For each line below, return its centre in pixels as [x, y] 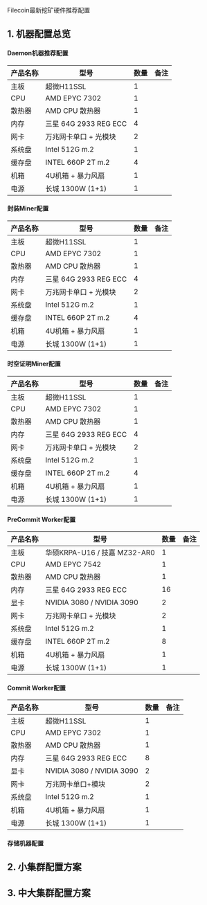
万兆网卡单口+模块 [75, 785]
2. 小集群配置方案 [44, 867]
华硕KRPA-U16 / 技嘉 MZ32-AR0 [100, 553]
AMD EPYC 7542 [73, 564]
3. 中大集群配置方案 [49, 893]
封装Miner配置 [28, 208]
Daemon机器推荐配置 [38, 53]
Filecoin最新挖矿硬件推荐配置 [49, 10]
